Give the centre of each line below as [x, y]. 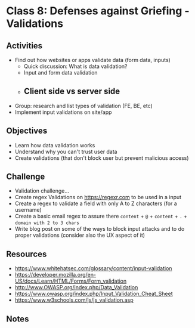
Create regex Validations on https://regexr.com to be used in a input [98, 197]
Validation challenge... [42, 191]
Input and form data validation [61, 72]
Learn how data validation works [55, 145]
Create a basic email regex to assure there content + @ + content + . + [101, 216]
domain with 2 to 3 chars [47, 223]
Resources [27, 254]
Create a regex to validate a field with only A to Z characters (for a [96, 203]
